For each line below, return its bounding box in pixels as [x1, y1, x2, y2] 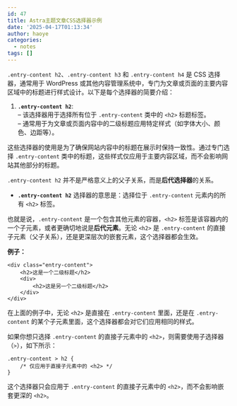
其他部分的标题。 [13, 161, 63, 169]
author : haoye [7, 30, 49, 37]
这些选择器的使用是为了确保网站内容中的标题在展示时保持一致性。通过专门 [7, 143, 224, 151]
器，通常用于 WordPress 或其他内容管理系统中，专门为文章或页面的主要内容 [7, 79, 228, 87]
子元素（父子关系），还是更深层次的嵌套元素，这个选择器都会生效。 [7, 232, 202, 240]
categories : [7, 37, 42, 44]
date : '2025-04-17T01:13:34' [7, 23, 93, 30]
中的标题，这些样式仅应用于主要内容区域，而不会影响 [67, 151, 222, 160]
